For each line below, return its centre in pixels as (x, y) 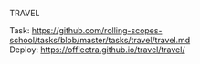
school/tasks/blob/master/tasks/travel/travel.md (100, 40)
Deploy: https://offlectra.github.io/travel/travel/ (97, 50)
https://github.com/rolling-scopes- (97, 30)
